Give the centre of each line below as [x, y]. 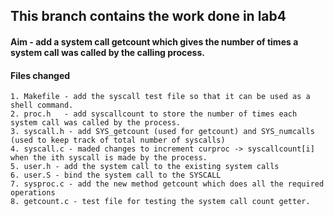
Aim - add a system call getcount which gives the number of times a [154, 41]
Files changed [40, 75]
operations [33, 193]
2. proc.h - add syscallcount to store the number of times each [154, 114]
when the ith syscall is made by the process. [109, 158]
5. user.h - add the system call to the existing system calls [145, 167]
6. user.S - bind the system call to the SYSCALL [116, 175]
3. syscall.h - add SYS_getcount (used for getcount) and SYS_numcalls [162, 132]
